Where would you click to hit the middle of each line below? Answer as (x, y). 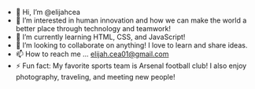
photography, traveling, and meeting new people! (95, 77)
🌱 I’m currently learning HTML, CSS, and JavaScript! (100, 37)
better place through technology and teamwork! (93, 28)
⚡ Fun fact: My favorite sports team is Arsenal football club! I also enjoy (131, 66)
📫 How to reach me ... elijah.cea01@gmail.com (92, 54)
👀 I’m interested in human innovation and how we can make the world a (131, 20)
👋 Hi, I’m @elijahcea (48, 12)
